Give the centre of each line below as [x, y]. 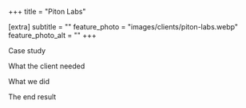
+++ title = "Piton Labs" [47, 12]
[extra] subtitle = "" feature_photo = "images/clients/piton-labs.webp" [123, 27]
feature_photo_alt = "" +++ [53, 35]
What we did [29, 81]
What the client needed [47, 66]
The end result [32, 97]
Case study [27, 50]
